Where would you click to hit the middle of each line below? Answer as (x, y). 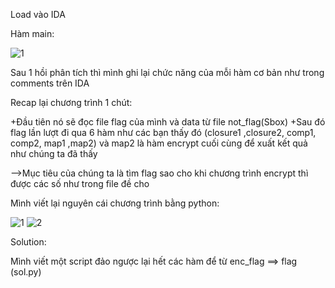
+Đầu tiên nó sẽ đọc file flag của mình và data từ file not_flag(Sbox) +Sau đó (168, 122)
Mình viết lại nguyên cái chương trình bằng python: (115, 203)
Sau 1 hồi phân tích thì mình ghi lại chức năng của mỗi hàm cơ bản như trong (167, 72)
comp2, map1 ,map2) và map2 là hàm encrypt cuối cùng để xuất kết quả (159, 143)
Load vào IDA (38, 14)
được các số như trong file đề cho (80, 183)
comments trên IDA (50, 83)
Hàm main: (32, 33)
